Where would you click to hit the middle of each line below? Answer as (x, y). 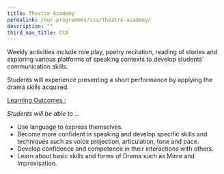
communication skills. (38, 66)
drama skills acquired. (38, 87)
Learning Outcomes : (37, 101)
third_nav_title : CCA (38, 33)
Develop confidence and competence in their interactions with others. (115, 149)
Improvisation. (37, 163)
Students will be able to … (44, 114)
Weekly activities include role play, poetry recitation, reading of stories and (112, 52)
